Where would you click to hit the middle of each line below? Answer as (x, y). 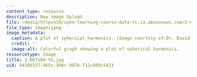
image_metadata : (26, 33)
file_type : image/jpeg (34, 27)
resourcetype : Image (31, 54)
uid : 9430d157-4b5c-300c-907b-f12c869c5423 (60, 65)
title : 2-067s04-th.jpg (35, 60)
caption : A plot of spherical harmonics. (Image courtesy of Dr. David (101, 38)
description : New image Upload (44, 17)
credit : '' (25, 44)
